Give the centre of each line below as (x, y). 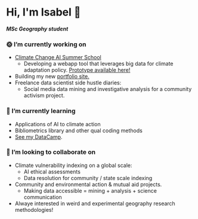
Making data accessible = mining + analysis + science (90, 190)
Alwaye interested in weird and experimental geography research (95, 203)
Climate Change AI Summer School (58, 57)
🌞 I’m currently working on (46, 44)
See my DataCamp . (38, 136)
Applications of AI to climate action (58, 124)
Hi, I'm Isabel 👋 (44, 12)
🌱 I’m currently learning (41, 111)
